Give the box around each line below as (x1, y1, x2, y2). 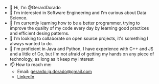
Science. (9, 15, 28, 20)
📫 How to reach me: (9, 62, 52, 67)
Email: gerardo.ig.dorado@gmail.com (17, 68, 92, 74)
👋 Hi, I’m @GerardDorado (9, 5, 61, 10)
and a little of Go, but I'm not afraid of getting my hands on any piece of (9, 51, 154, 57)
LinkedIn (17, 74, 35, 80)
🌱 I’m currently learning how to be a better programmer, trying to (9, 20, 140, 26)
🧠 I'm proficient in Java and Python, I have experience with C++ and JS (9, 46, 154, 51)
